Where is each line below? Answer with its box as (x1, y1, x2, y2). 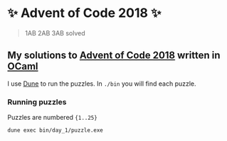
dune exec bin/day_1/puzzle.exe (7, 127, 103, 134)
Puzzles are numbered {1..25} (7, 113, 97, 122)
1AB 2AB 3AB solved (24, 28, 85, 37)
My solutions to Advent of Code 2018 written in (7, 50, 221, 62)
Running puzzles (7, 97, 67, 107)
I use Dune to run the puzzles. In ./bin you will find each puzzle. (7, 79, 197, 88)
